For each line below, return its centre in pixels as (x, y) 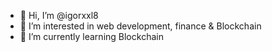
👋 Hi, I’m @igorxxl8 (59, 15)
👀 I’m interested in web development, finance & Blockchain (140, 26)
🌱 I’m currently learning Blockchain (91, 36)
